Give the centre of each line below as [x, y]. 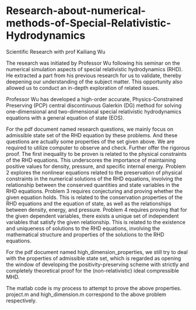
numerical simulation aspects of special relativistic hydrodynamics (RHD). [94, 69]
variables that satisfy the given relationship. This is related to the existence [96, 222]
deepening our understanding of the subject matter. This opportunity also [94, 81]
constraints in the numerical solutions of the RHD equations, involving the [94, 179]
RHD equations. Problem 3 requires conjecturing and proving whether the [94, 191]
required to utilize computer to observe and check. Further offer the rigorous [98, 148]
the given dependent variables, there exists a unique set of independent [92, 216]
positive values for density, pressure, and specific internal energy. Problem [96, 166]
